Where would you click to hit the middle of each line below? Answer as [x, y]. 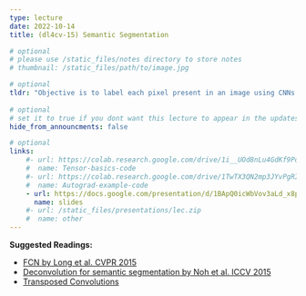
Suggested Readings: [51, 245]
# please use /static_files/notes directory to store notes [126, 60]
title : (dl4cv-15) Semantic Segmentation [89, 35]
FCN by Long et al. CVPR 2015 [80, 262]
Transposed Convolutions [71, 281]
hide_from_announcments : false [69, 127]
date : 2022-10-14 [42, 26]
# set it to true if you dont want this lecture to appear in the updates [154, 118]
